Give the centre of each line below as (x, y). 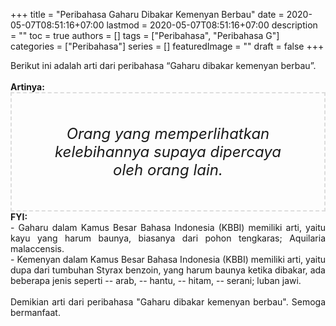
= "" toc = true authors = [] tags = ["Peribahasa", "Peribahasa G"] (145, 35)
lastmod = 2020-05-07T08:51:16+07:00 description (212, 25)
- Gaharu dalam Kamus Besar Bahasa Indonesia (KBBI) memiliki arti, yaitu (168, 227)
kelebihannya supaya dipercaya (168, 151)
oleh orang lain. (168, 169)
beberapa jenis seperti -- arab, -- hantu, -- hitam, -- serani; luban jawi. (156, 280)
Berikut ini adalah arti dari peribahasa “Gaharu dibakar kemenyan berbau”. (163, 65)
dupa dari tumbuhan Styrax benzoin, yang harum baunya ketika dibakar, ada (168, 270)
